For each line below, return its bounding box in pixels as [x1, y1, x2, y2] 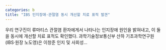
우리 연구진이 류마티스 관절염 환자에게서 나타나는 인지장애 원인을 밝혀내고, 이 [5, 26, 156, 33]
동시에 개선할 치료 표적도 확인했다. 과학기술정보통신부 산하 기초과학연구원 [10, 33, 154, 39]
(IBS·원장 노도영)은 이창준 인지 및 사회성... [5, 39, 88, 45]
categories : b [5, 7, 35, 13]
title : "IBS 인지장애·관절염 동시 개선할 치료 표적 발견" [5, 12, 110, 17]
